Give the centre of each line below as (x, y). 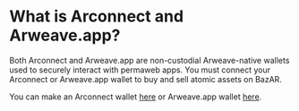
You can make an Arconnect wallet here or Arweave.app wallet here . (136, 97)
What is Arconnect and (97, 17)
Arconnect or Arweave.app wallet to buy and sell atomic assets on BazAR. (145, 79)
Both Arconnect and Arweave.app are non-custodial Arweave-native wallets (149, 60)
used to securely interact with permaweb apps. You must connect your (140, 70)
